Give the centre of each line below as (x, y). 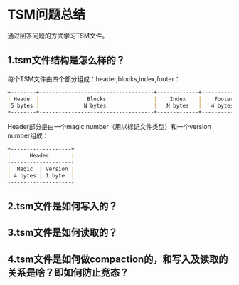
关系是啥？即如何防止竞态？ (68, 273)
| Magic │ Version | (41, 169)
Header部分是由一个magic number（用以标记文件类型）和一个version (109, 127)
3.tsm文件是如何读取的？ (63, 233)
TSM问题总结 (46, 15)
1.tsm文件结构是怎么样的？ (67, 60)
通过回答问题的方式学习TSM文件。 (58, 36)
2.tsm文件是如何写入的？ (63, 206)
